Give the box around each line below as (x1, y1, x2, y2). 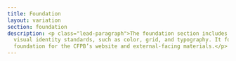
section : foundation (7, 23, 68, 30)
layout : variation (7, 17, 61, 24)
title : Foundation (7, 10, 61, 18)
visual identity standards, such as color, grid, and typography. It (13, 36, 221, 43)
